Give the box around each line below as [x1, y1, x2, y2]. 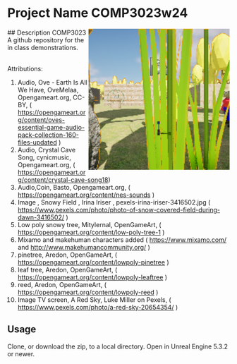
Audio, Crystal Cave [17, 145, 76, 154]
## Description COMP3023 [7, 28, 87, 37]
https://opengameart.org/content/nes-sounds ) [17, 190, 155, 199]
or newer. [7, 349, 35, 358]
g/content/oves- [17, 115, 66, 124]
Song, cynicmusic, [17, 153, 72, 162]
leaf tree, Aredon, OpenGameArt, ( [17, 265, 118, 274]
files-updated [17, 138, 58, 146]
